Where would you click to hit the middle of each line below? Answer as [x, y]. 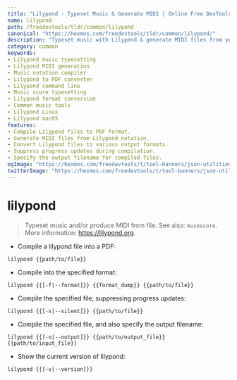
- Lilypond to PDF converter [50, 79]
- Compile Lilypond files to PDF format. [69, 132]
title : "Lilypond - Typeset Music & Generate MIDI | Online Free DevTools [120, 14]
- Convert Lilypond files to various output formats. [88, 145]
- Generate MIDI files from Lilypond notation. [79, 138]
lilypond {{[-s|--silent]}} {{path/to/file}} [75, 311]
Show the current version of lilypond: [71, 356]
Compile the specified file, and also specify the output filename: [110, 324]
